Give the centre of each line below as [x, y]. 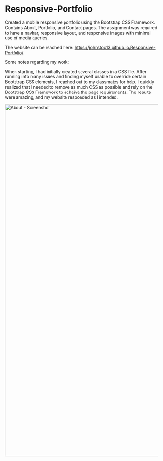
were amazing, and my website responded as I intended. [62, 97]
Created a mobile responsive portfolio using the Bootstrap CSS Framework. [80, 22]
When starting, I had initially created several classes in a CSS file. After [76, 71]
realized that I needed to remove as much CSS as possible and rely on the [79, 87]
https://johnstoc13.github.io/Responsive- [115, 47]
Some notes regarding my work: [37, 62]
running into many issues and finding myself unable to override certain [76, 76]
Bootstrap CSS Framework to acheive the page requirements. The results [78, 92]
